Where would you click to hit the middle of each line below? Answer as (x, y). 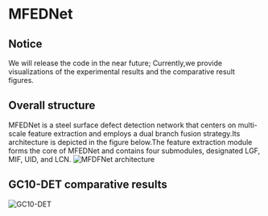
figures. (21, 80)
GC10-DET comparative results (88, 185)
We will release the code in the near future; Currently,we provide (115, 63)
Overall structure (52, 106)
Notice (25, 44)
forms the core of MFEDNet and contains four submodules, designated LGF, (134, 151)
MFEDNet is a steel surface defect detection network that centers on (122, 125)
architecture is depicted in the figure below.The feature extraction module (130, 142)
